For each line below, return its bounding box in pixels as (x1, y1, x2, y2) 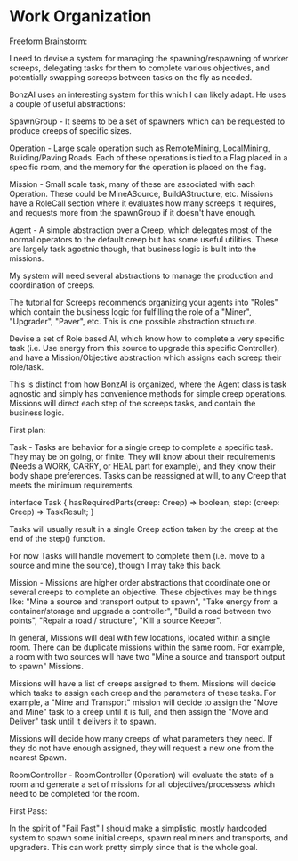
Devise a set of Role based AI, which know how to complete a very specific (9, 332, 285, 344)
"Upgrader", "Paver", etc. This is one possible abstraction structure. (9, 316, 258, 326)
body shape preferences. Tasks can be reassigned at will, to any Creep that (9, 470, 286, 480)
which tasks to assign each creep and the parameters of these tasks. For (9, 687, 277, 698)
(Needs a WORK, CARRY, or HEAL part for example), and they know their (9, 461, 276, 471)
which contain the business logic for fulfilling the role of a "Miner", (9, 306, 252, 317)
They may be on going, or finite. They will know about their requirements (9, 451, 276, 462)
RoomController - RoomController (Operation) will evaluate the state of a (9, 769, 274, 780)
